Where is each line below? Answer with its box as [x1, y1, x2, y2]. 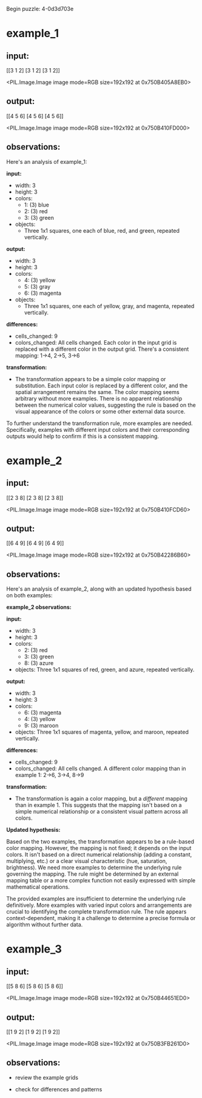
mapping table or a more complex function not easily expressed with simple [6, 877, 196, 884]
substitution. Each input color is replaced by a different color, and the [15, 382, 188, 389]
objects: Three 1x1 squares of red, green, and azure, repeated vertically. [15, 666, 195, 674]
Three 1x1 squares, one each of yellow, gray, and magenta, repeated [24, 302, 195, 309]
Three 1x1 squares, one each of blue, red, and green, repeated [24, 227, 180, 234]
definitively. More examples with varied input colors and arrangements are [6, 901, 192, 909]
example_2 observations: [6, 604, 72, 611]
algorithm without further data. [6, 921, 83, 928]
